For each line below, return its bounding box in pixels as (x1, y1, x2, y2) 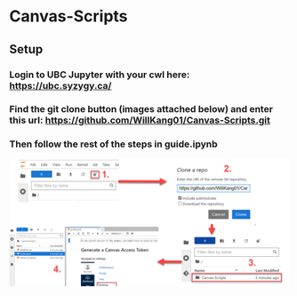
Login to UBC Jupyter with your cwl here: (9, 68, 190, 81)
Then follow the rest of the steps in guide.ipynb (9, 138, 218, 150)
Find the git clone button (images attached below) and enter (9, 103, 274, 116)
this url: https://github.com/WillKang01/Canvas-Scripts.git (9, 114, 271, 126)
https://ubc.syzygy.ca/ (9, 79, 112, 92)
